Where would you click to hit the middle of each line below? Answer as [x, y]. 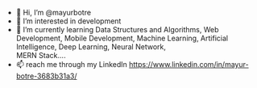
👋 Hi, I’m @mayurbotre [53, 13]
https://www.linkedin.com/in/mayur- [189, 64]
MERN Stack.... [41, 55]
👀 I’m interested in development [68, 21]
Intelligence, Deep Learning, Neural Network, [91, 47]
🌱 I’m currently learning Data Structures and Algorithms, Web [117, 29]
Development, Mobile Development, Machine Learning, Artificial [122, 38]
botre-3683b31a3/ [46, 76]
